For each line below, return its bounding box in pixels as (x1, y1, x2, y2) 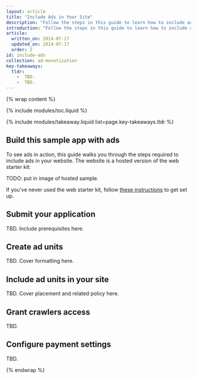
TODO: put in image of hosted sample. (6, 174, 98, 182)
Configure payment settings (6, 340, 111, 350)
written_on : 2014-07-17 (11, 36, 69, 42)
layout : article (6, 8, 46, 15)
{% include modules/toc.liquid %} (6, 107, 88, 114)
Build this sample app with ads (6, 136, 120, 145)
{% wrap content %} (6, 96, 56, 103)
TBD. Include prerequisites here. (6, 225, 84, 232)
